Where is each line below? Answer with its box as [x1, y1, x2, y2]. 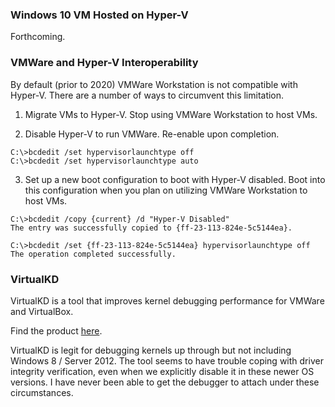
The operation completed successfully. [10, 249, 177, 259]
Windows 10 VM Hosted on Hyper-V [10, 8, 189, 22]
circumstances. [10, 386, 74, 398]
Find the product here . [10, 324, 103, 337]
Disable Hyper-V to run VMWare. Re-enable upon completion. [24, 128, 280, 140]
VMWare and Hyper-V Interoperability [10, 56, 199, 70]
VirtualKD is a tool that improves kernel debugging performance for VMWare [10, 294, 325, 307]
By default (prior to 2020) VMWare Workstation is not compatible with [10, 78, 298, 90]
